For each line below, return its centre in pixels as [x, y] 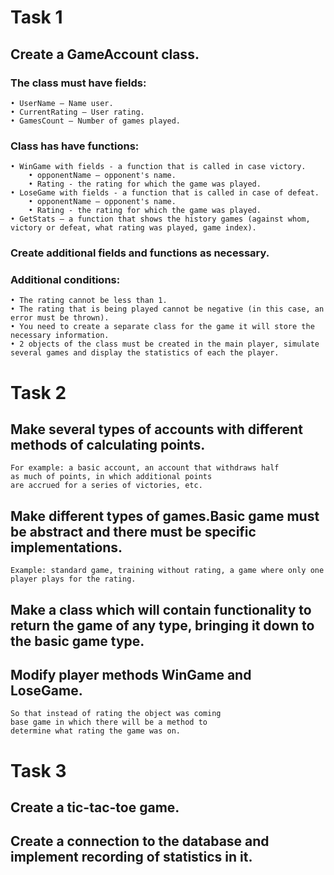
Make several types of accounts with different [156, 429]
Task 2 [38, 392]
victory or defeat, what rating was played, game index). [133, 228]
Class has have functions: [75, 146]
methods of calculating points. [108, 444]
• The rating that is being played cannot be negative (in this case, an [167, 309]
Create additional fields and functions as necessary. [140, 253]
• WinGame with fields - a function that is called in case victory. [158, 167]
